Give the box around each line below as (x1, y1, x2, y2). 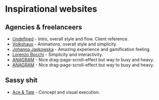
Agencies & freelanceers (5, 23, 82, 31)
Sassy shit (5, 76, 38, 84)
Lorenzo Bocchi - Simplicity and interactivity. (12, 51, 103, 57)
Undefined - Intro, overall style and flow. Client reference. (12, 36, 129, 42)
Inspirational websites (5, 3, 97, 15)
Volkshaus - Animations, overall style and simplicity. (12, 41, 118, 47)
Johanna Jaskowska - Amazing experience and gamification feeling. (12, 47, 151, 52)
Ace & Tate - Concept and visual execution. (12, 89, 100, 95)
